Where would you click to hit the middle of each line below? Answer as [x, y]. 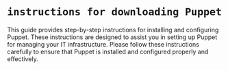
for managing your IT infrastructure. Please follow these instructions [103, 44]
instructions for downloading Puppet [115, 12]
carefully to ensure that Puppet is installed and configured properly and [108, 51]
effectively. [23, 59]
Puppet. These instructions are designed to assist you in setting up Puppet [112, 37]
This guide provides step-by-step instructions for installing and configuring [113, 30]
